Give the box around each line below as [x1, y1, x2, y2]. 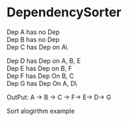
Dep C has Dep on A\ [6, 43, 68, 51]
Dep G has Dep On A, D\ [6, 79, 77, 87]
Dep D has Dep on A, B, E [6, 56, 81, 65]
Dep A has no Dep [6, 28, 60, 36]
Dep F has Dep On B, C [6, 72, 74, 80]
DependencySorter [6, 4, 122, 21]
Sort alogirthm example [6, 106, 75, 115]
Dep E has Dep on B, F [6, 64, 72, 72]
